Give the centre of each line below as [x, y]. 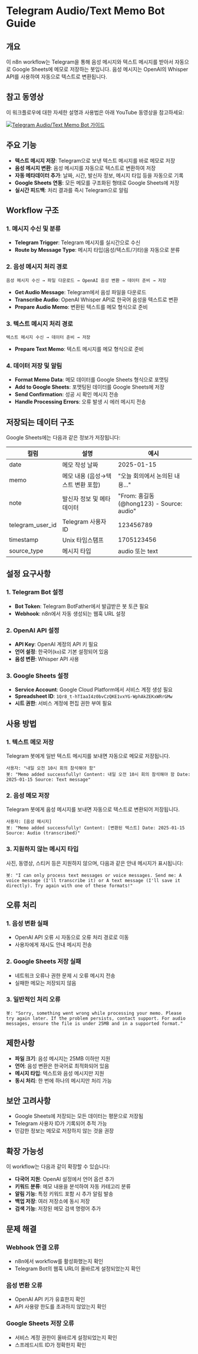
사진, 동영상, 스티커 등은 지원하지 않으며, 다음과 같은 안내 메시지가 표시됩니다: [95, 863]
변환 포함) [88, 485]
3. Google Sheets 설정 [37, 675]
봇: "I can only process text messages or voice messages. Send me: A [94, 875]
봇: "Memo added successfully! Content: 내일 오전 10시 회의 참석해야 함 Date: [98, 774]
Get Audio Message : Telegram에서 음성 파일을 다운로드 [80, 292]
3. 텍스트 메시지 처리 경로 [40, 324]
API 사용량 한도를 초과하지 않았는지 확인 [60, 1307]
